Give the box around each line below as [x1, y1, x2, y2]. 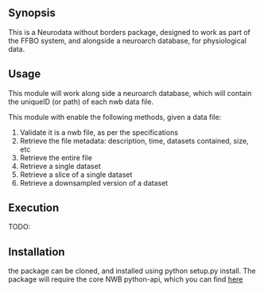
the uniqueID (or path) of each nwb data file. [8, 97, 153, 106]
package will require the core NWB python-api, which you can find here [8, 275, 243, 284]
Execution [8, 202, 60, 215]
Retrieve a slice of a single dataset [19, 170, 133, 179]
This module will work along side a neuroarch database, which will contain [8, 88, 252, 98]
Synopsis [8, 6, 56, 20]
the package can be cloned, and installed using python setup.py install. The [8, 266, 256, 276]
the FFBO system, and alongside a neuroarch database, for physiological [8, 36, 247, 45]
